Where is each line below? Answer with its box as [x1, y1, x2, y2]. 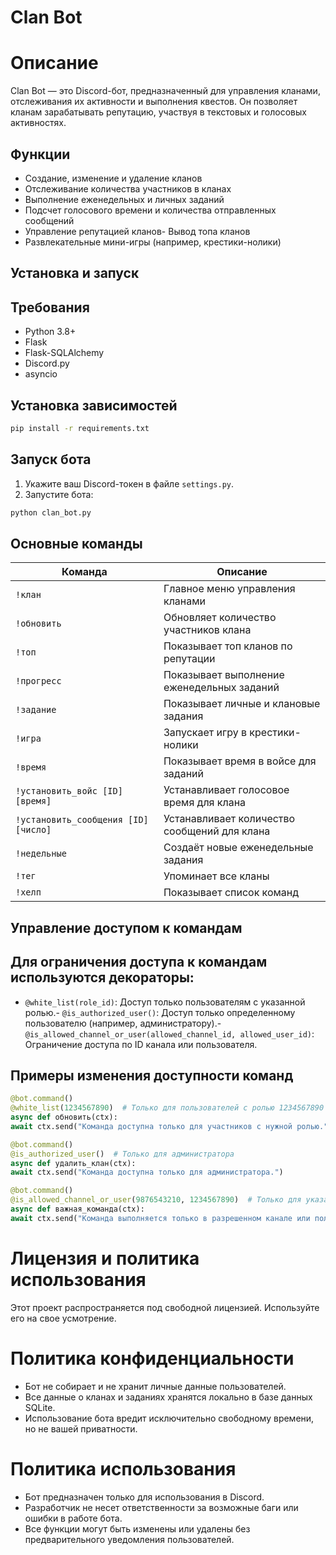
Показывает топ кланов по [163, 639, 293, 653]
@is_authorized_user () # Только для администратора [10, 1149, 235, 1159]
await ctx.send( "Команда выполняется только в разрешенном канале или [10, 1213, 311, 1223]
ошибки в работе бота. [24, 1512, 123, 1524]
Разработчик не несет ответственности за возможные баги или [24, 1501, 299, 1513]
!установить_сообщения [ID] [15, 814, 149, 826]
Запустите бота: [24, 488, 94, 500]
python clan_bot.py [10, 507, 92, 518]
